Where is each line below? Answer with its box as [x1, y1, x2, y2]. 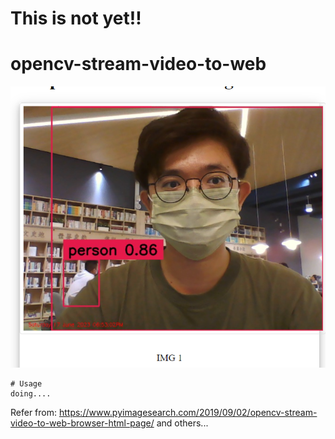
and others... [156, 417, 209, 429]
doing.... [10, 389, 52, 399]
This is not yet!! [10, 7, 142, 30]
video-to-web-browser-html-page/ [10, 417, 155, 429]
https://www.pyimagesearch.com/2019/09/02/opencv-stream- [58, 407, 318, 419]
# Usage [10, 379, 43, 389]
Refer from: [10, 407, 58, 419]
